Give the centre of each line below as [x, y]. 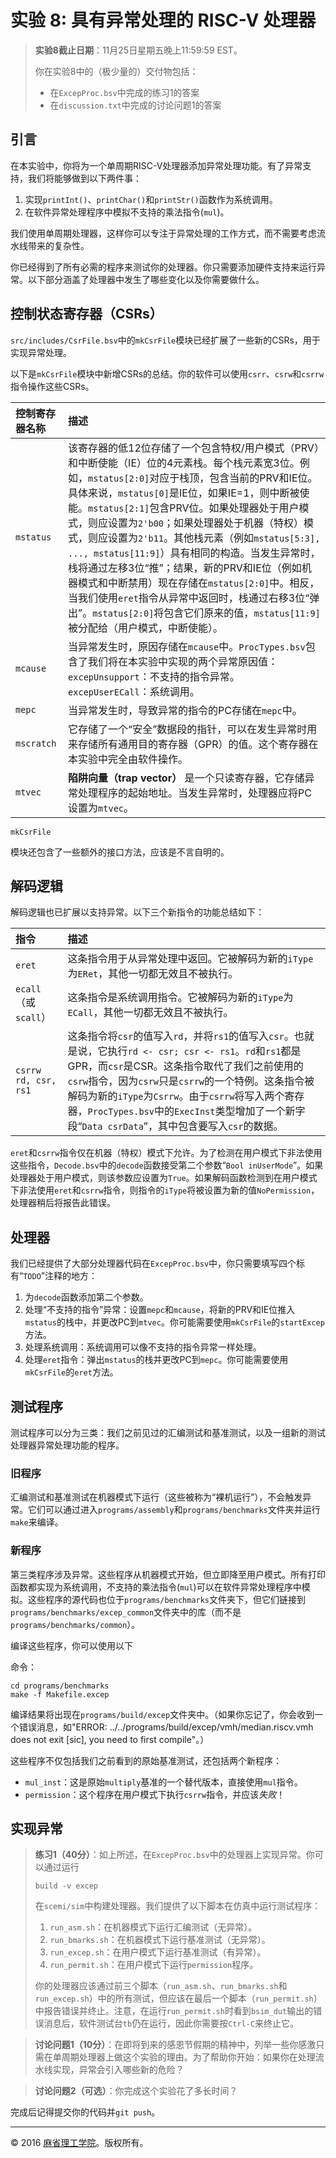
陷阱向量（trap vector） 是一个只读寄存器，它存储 [186, 778]
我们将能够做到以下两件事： [84, 178]
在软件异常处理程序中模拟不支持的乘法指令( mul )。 [127, 212]
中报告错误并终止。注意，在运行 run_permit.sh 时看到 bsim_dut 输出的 [174, 2011]
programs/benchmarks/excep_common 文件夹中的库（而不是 [126, 1612]
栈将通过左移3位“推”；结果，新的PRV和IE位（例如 [185, 568]
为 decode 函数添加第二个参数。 [86, 1297]
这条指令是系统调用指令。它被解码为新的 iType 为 [180, 998]
